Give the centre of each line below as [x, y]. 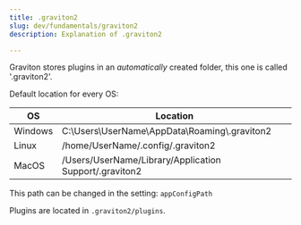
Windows [34, 131]
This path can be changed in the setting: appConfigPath [111, 194]
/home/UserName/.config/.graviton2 [138, 146]
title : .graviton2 [43, 17]
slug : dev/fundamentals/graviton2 [74, 26]
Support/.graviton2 [102, 171]
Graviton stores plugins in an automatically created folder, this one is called [149, 67]
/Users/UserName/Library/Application [141, 160]
